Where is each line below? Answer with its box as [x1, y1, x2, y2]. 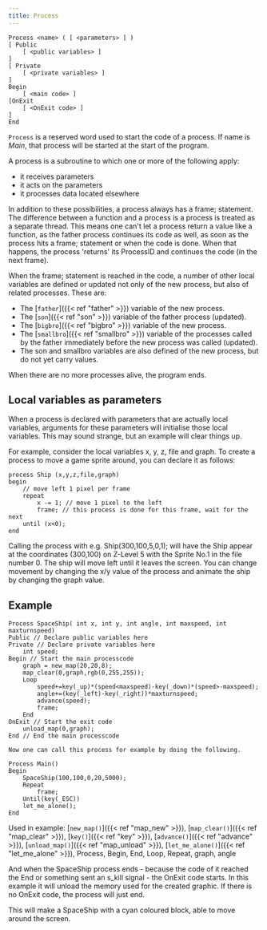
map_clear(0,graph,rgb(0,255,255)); [22, 669, 145, 677]
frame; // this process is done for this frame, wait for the [37, 506, 249, 514]
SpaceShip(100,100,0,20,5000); [22, 774, 127, 782]
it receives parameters [19, 172, 94, 181]
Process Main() [8, 760, 59, 768]
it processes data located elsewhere [19, 188, 140, 198]
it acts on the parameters [19, 180, 103, 189]
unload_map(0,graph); [22, 725, 94, 734]
